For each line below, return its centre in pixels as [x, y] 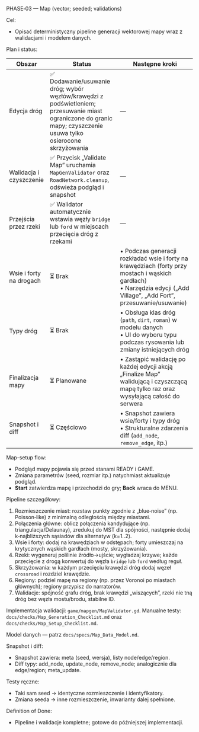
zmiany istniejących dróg [155, 349]
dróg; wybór [67, 89]
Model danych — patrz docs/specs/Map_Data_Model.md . [73, 634]
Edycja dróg [26, 111]
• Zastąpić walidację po [153, 359]
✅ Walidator [67, 204]
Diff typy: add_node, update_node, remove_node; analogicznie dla [95, 664]
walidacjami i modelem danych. [53, 38]
